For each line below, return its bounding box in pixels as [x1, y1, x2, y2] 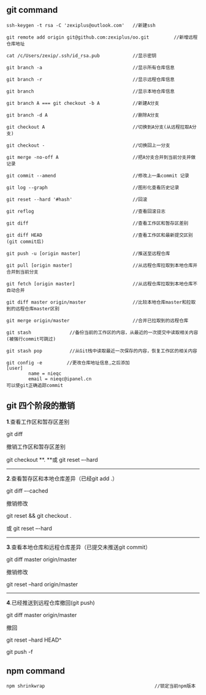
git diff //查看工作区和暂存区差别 [6, 220, 189, 226]
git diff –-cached [6, 487, 48, 494]
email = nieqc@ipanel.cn [28, 375, 92, 382]
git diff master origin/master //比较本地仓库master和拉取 [6, 299, 196, 305]
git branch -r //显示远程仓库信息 [6, 76, 175, 82]
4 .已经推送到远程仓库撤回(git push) [6, 599, 95, 606]
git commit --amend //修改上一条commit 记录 [6, 172, 189, 179]
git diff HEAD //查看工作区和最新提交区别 [6, 232, 193, 238]
